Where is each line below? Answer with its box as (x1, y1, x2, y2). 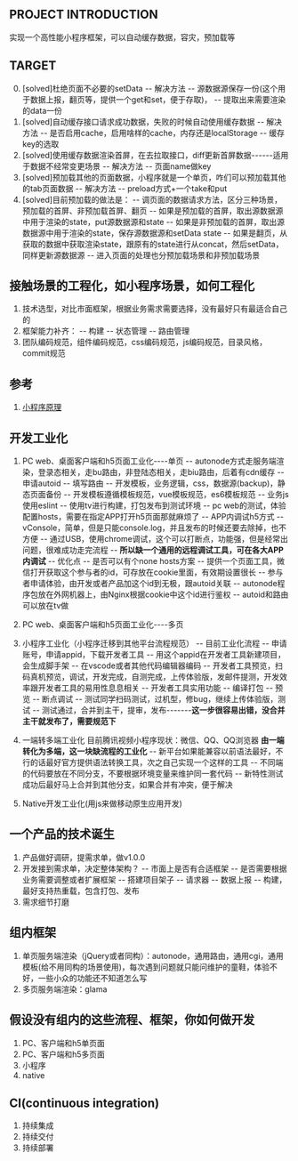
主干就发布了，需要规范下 (21, 716, 117, 727)
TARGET (9, 58, 57, 74)
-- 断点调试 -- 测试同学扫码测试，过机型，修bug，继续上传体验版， (32, 694, 278, 705)
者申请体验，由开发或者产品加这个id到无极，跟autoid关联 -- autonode (21, 578, 278, 589)
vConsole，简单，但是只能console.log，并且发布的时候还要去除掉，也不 (21, 522, 287, 533)
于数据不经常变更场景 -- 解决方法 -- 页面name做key (21, 160, 212, 172)
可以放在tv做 (21, 601, 69, 611)
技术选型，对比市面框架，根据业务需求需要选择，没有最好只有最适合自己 (21, 303, 287, 314)
